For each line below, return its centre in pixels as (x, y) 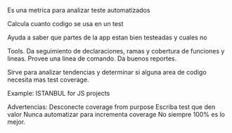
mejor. (17, 122)
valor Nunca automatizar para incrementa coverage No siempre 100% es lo (116, 114)
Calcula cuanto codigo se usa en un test (65, 24)
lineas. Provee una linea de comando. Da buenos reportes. (92, 58)
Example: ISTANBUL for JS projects (59, 93)
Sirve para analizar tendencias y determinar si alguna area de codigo (107, 72)
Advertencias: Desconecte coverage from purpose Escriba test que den (111, 107)
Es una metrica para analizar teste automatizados (79, 10)
